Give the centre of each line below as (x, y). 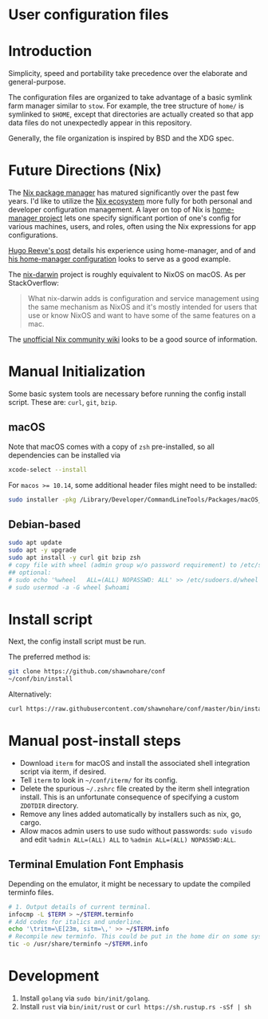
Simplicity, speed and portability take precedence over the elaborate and (128, 73)
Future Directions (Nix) (85, 170)
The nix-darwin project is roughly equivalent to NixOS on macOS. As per (127, 275)
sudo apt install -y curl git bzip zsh (75, 558)
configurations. (33, 235)
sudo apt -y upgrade (43, 550)
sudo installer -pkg (43, 500)
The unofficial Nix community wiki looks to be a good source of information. (133, 339)
